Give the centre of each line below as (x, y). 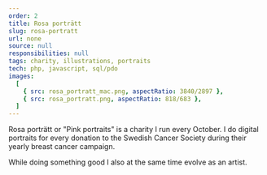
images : (22, 76)
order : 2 (23, 16)
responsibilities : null (49, 53)
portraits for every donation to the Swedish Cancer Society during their (127, 138)
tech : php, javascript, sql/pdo (63, 69)
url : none (25, 38)
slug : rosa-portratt (44, 31)
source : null (31, 46)
